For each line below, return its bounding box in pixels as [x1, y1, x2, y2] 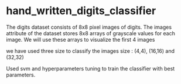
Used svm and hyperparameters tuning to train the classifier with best [6, 65, 175, 72]
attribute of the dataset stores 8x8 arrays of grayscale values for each [6, 29, 176, 36]
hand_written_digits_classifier [6, 4, 156, 18]
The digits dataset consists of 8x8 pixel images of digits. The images [6, 23, 172, 31]
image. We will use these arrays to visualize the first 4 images [6, 36, 155, 43]
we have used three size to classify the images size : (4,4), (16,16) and [6, 47, 175, 54]
